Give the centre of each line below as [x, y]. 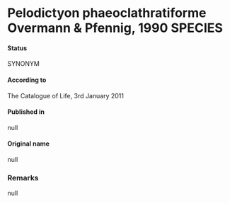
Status [17, 48]
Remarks [23, 178]
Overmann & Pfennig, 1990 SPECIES [115, 28]
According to [27, 80]
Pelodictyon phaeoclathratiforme [107, 13]
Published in [26, 112]
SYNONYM [24, 64]
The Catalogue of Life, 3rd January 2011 [65, 95]
